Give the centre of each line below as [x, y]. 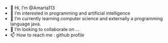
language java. [26, 24]
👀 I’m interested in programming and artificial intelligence [70, 13]
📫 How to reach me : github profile [47, 35]
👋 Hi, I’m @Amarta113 [32, 8]
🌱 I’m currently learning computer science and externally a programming [87, 18]
